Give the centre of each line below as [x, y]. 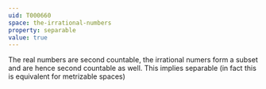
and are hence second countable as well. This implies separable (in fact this [132, 69]
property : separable [42, 30]
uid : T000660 [30, 15]
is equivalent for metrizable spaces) [67, 76]
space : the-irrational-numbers [60, 23]
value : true [28, 37]
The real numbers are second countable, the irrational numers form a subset [133, 60]
